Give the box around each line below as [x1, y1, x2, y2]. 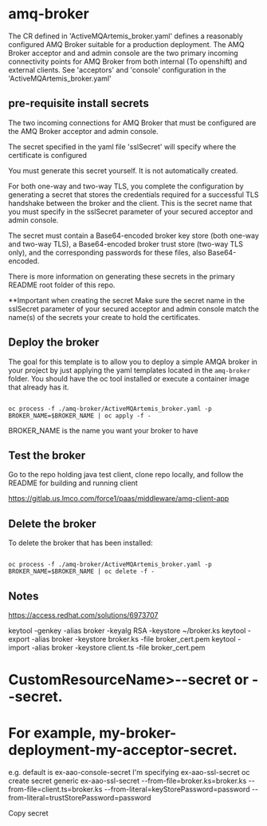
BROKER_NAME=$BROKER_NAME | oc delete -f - [8, 567, 155, 575]
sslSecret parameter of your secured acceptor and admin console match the [8, 304, 259, 314]
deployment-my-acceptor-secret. [8, 741, 238, 759]
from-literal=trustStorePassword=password [8, 793, 151, 803]
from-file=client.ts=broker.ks [8, 785, 103, 794]
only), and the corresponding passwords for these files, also [8, 247, 206, 257]
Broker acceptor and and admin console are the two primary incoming [8, 48, 239, 57]
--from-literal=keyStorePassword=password [104, 785, 250, 794]
